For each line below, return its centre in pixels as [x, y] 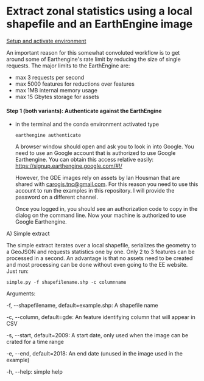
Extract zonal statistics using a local [100, 11]
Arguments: [21, 293]
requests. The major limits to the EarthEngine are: [68, 66]
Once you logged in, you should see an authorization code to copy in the [106, 209]
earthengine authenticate [48, 136]
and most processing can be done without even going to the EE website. [97, 265]
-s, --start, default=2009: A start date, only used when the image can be [97, 335]
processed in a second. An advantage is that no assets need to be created [100, 258]
